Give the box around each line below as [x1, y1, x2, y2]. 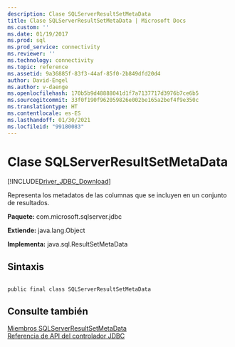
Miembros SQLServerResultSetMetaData [7, 324, 127, 333]
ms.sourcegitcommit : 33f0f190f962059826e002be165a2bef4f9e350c [7, 97, 199, 104]
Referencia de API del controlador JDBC [7, 332, 125, 341]
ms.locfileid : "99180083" [7, 123, 84, 130]
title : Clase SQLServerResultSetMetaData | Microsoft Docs [7, 17, 187, 24]
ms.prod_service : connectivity [7, 43, 100, 51]
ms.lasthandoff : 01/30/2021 [7, 116, 91, 123]
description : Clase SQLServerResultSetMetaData [7, 10, 152, 18]
